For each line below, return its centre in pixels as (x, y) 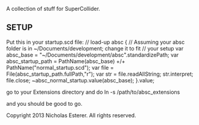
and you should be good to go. (44, 103)
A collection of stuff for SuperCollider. (53, 9)
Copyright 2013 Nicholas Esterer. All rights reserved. (71, 115)
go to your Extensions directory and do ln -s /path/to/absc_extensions (93, 92)
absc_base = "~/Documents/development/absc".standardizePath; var (93, 55)
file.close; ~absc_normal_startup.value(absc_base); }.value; (81, 80)
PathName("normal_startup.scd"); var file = (60, 67)
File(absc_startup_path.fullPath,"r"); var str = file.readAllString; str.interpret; (100, 74)
